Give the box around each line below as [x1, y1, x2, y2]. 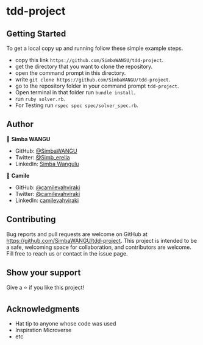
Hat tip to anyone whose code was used [15, 320, 116, 327]
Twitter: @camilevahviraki [15, 190, 80, 197]
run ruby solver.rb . [15, 96, 65, 102]
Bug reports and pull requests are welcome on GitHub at [6, 230, 148, 238]
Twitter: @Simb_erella [15, 153, 70, 161]
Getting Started [6, 29, 66, 39]
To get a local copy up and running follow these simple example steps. [6, 44, 183, 52]
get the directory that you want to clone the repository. [15, 63, 153, 70]
